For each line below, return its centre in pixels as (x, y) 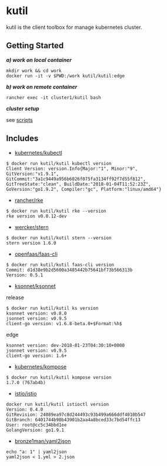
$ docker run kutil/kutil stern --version (59, 238)
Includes (22, 139)
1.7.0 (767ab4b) (26, 382)
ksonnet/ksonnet (35, 286)
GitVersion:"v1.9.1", (33, 174)
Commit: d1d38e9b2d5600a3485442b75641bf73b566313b (69, 270)
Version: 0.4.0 (25, 409)
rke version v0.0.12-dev (36, 216)
